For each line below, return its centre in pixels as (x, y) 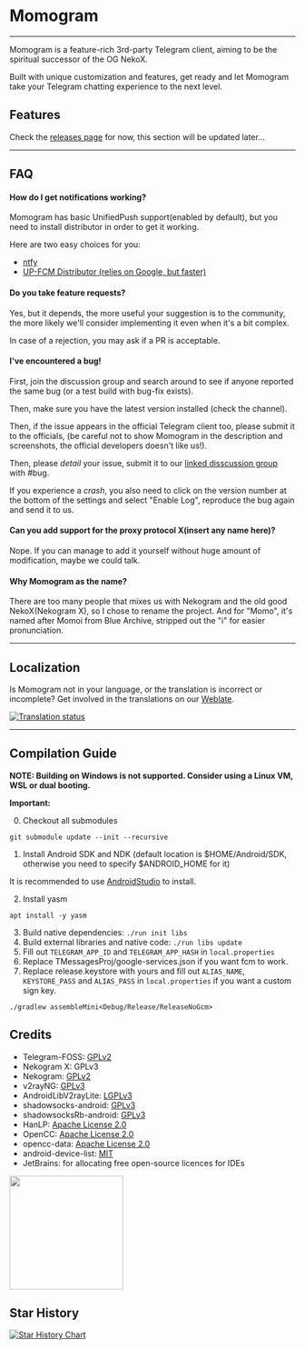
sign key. (39, 990)
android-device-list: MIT (68, 1153)
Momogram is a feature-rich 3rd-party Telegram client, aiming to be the (143, 49)
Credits (31, 1035)
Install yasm (45, 899)
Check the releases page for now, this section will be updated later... (138, 136)
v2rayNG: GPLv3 (54, 1085)
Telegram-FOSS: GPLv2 (67, 1056)
